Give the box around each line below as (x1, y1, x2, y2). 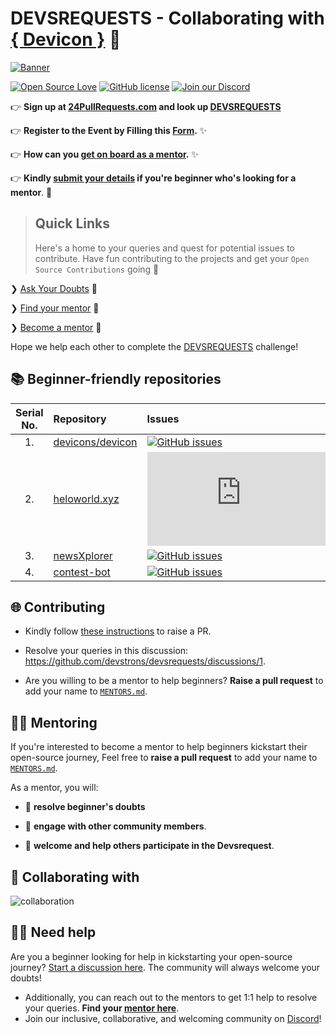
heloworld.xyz (53, 492, 120, 506)
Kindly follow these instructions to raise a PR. (24, 625, 212, 637)
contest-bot (53, 565, 111, 579)
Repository (53, 412, 107, 426)
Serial (15, 405, 44, 419)
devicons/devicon (53, 435, 138, 449)
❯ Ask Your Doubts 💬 (10, 282, 98, 294)
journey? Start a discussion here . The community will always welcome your (10, 961, 321, 973)
